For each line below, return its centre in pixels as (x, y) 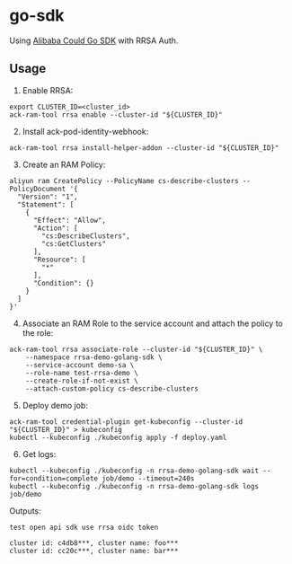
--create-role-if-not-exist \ (82, 381)
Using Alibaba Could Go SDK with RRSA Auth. (94, 40)
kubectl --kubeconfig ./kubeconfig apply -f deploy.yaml (118, 437)
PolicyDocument (38, 189)
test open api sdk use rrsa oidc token (84, 527)
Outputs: (26, 511)
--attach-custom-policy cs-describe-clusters (112, 388)
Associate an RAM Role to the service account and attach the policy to (152, 323)
